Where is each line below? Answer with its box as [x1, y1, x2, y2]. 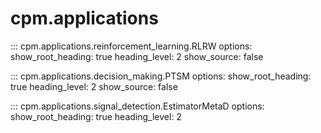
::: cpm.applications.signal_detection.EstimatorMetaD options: [10, 100, 265, 112]
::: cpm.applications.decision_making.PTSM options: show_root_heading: [10, 70, 312, 82]
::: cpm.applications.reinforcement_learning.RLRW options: [10, 40, 253, 52]
